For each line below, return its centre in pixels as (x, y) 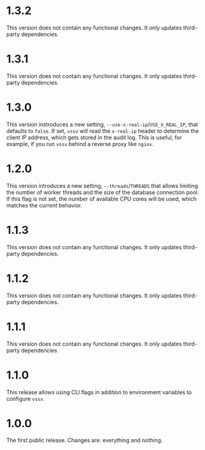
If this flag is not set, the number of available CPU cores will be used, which (102, 199)
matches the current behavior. (44, 205)
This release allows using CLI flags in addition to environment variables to (99, 392)
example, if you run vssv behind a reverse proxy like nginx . (80, 144)
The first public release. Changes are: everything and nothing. (85, 440)
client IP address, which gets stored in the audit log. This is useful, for (94, 137)
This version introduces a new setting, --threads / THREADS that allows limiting (102, 185)
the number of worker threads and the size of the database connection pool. (102, 192)
